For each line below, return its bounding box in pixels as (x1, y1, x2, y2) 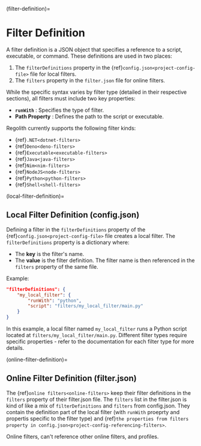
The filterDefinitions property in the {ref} (14, 64, 123, 71)
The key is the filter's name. (14, 250, 85, 257)
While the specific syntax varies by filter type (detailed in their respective (6, 88, 187, 96)
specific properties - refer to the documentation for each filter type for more (6, 338, 194, 345)
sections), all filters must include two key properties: (6, 94, 136, 102)
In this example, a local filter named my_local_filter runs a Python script (6, 325, 187, 332)
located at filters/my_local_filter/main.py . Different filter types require (6, 332, 187, 338)
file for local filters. (29, 70, 77, 78)
